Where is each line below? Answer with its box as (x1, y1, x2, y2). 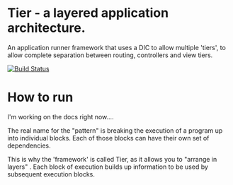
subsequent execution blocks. (7, 169, 96, 178)
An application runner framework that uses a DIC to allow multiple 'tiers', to (7, 43, 227, 52)
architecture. (7, 20, 86, 36)
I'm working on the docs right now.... (7, 112, 115, 121)
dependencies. (7, 141, 51, 150)
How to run (7, 90, 74, 105)
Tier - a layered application (7, 5, 169, 21)
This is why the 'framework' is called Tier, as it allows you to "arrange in (7, 155, 217, 163)
